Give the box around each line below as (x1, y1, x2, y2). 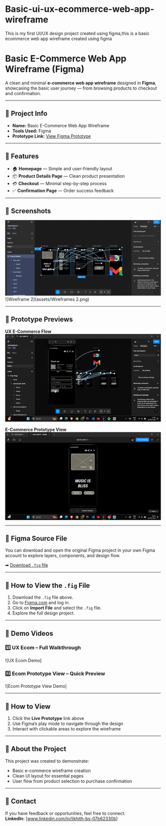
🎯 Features (5, 152, 39, 160)
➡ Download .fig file (5, 562, 48, 568)
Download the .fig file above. (12, 594, 74, 600)
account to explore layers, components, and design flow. (5, 553, 121, 559)
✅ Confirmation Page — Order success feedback (12, 187, 114, 194)
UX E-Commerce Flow (5, 328, 52, 334)
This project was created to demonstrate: (5, 758, 89, 764)
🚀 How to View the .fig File (5, 581, 90, 590)
